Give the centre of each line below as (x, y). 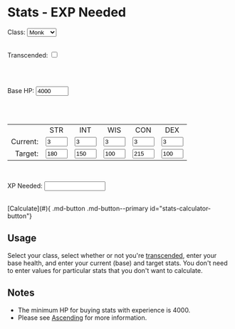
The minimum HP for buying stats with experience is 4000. (104, 310)
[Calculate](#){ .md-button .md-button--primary (78, 208)
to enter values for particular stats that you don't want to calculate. (105, 270)
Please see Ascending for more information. (82, 318)
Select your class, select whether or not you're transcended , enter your (112, 255)
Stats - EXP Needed (67, 12)
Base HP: (21, 90)
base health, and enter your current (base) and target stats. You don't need (117, 263)
